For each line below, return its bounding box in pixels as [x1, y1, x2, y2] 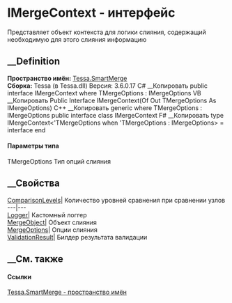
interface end [7, 125, 46, 134]
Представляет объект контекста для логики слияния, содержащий [7, 28, 207, 36]
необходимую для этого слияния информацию [7, 35, 147, 43]
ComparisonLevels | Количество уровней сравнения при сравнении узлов [7, 196, 225, 204]
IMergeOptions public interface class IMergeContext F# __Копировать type [7, 111, 224, 119]
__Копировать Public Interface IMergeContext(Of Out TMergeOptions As [7, 96, 217, 104]
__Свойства [7, 178, 61, 189]
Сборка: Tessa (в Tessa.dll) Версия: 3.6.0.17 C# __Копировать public [7, 81, 208, 90]
